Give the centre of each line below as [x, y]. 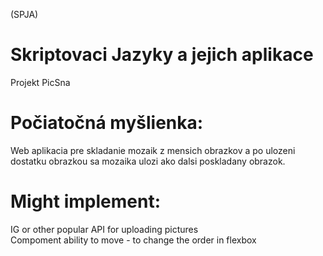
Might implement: [86, 201]
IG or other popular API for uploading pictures [104, 229]
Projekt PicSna [40, 82]
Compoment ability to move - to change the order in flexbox [133, 240]
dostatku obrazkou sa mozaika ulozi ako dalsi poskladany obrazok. [148, 161]
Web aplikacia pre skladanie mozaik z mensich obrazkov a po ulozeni [153, 150]
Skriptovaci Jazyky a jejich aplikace [162, 55]
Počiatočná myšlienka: [107, 123]
